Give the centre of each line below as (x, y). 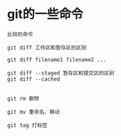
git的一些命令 (45, 14)
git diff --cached (34, 79)
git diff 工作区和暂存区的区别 (47, 48)
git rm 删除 (23, 98)
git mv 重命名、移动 (34, 112)
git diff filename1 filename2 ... (57, 59)
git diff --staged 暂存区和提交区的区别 (61, 73)
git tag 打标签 (27, 125)
